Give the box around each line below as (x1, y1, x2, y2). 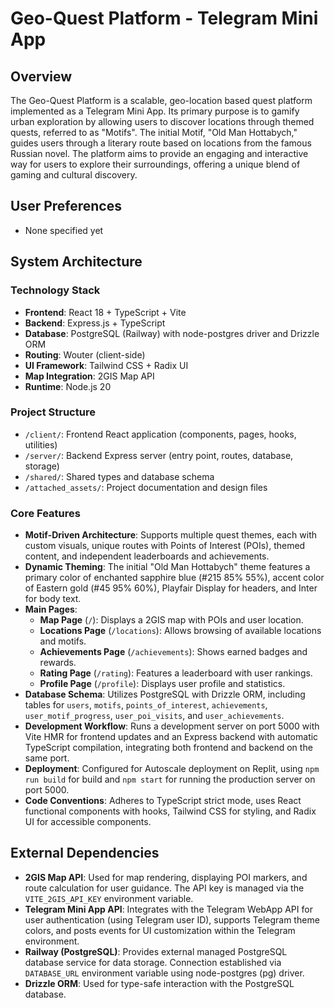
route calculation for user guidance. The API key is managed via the (24, 882, 305, 894)
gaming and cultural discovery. (10, 169, 138, 181)
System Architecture (10, 253, 143, 271)
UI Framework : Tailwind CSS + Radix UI (24, 359, 189, 371)
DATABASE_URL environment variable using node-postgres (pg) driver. (24, 967, 305, 979)
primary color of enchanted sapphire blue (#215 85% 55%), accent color (24, 572, 325, 584)
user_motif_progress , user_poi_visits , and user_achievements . (24, 710, 285, 722)
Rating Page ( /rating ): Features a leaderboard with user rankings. (39, 667, 313, 679)
